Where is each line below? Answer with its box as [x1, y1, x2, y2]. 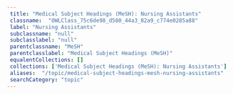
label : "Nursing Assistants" [9, 23, 97, 30]
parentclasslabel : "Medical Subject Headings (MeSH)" [9, 50, 173, 57]
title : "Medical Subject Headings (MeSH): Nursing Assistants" [9, 10, 202, 18]
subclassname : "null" [9, 30, 74, 37]
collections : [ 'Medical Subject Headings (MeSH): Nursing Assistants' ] [9, 63, 227, 70]
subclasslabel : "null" [9, 37, 78, 44]
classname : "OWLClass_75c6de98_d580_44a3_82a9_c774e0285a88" [9, 17, 199, 24]
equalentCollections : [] [9, 57, 83, 64]
